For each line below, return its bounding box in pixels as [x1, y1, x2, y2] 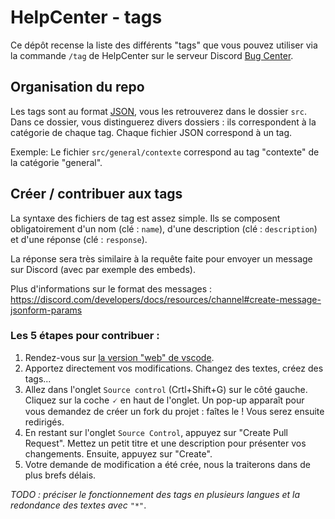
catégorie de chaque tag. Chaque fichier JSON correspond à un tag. [10, 126, 293, 138]
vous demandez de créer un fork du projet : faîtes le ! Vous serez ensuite [24, 405, 325, 417]
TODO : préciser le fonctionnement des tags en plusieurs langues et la [10, 488, 301, 500]
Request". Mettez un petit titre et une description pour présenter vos [24, 437, 307, 449]
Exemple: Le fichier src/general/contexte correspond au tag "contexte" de [10, 146, 320, 158]
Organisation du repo [10, 79, 145, 96]
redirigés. [24, 416, 65, 428]
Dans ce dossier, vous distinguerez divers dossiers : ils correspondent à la [10, 116, 317, 128]
